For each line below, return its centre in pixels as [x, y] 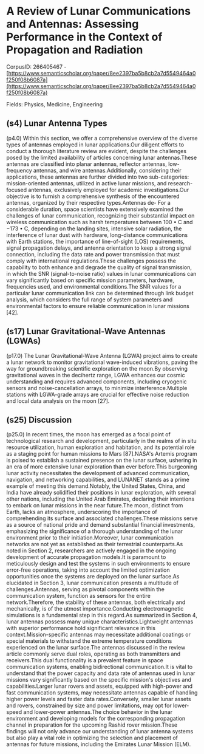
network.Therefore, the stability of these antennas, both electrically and [96, 602]
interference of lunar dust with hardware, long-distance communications [97, 235]
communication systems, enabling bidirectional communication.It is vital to [100, 667]
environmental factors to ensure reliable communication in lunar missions [98, 306]
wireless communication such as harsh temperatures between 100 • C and [100, 222]
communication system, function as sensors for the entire [78, 596]
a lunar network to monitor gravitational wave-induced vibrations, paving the [102, 362]
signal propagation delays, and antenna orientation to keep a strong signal [99, 248]
